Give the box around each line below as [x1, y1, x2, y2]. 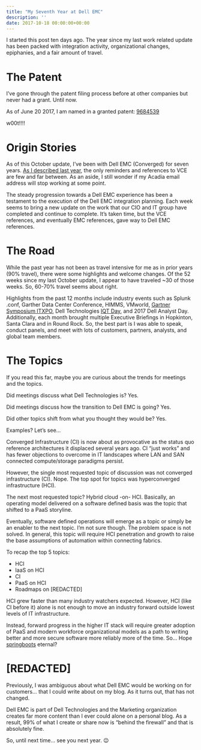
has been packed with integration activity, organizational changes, [6, 43, 170, 50]
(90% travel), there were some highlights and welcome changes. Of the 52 [6, 271, 191, 278]
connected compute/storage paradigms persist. [6, 457, 125, 465]
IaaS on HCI [14, 566, 45, 574]
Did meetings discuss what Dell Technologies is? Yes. [6, 392, 139, 399]
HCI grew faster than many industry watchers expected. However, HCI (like [6, 598, 192, 605]
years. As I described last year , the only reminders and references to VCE [6, 167, 188, 174]
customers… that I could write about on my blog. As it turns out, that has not [6, 688, 194, 695]
